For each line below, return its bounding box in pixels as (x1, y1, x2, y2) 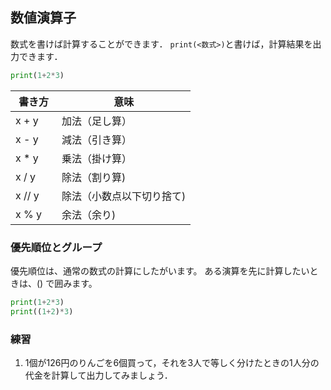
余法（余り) (61, 208, 117, 222)
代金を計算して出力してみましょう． (24, 369, 173, 382)
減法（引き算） (61, 133, 133, 147)
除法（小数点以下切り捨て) (61, 189, 187, 203)
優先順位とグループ (10, 240, 103, 254)
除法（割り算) (61, 170, 127, 184)
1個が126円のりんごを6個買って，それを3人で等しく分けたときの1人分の (24, 357, 320, 369)
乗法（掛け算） (61, 151, 133, 165)
